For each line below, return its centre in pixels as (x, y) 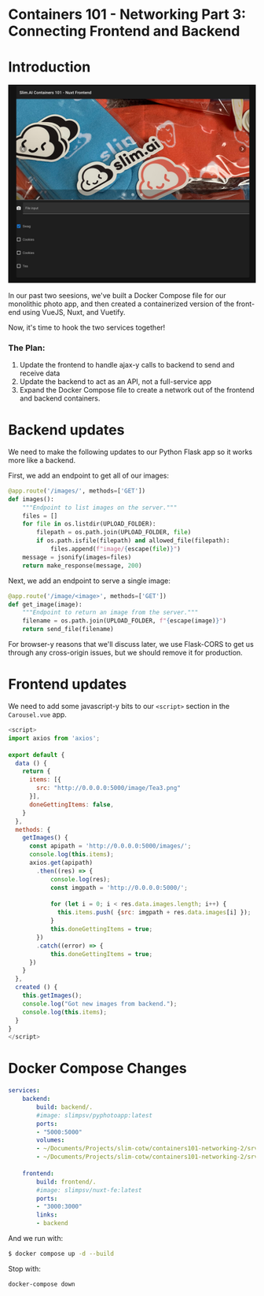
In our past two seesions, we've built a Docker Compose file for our (117, 295)
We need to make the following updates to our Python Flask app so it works (130, 452)
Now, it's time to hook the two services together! (87, 327)
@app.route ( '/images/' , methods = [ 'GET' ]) (77, 491)
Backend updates (66, 430)
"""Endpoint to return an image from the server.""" (110, 613)
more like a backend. (42, 460)
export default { (37, 755)
